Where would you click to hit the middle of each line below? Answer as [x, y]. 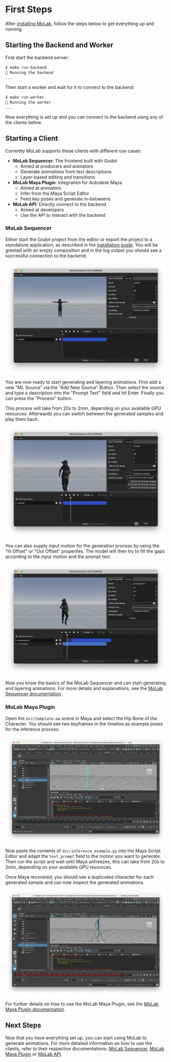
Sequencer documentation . [34, 694]
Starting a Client [32, 138]
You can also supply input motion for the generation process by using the [82, 545]
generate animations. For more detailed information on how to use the [79, 1043]
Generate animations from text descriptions [66, 171]
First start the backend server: [37, 57]
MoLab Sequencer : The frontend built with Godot [65, 161]
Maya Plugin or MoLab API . [34, 1054]
